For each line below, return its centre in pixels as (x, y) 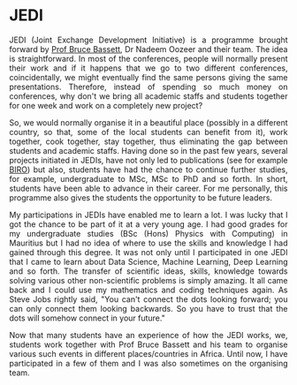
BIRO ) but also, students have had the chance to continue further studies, (148, 170)
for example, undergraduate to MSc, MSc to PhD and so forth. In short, (148, 178)
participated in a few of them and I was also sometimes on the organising (148, 363)
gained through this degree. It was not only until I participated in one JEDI (148, 252)
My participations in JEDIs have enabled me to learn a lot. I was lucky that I (148, 215)
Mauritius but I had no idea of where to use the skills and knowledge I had (148, 243)
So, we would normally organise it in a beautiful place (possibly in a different (148, 122)
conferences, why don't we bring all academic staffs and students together (148, 96)
